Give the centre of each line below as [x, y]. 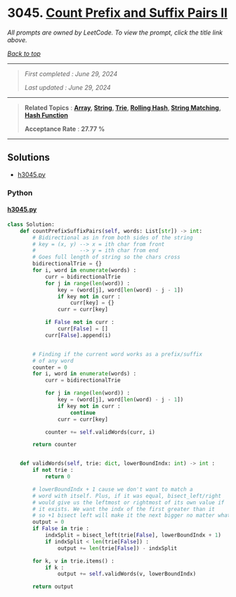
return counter [55, 445]
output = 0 [48, 522]
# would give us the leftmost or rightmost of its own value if [129, 502]
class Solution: [31, 224]
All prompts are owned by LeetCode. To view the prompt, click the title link [115, 32]
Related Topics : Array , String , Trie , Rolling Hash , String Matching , [123, 108]
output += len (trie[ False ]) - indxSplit [117, 548]
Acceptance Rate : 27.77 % [65, 129]
